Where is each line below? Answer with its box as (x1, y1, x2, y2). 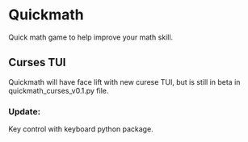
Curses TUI (8, 56, 66, 69)
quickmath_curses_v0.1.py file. (8, 86, 109, 95)
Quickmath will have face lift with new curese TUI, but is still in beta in (8, 77, 241, 86)
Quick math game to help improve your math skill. (8, 32, 174, 42)
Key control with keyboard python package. (8, 124, 153, 134)
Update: (8, 106, 41, 117)
